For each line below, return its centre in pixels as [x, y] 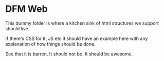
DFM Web [26, 9]
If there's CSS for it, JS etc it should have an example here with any [77, 38]
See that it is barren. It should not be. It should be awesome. [69, 54]
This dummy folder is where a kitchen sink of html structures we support [82, 23]
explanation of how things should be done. [51, 44]
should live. [17, 28]
